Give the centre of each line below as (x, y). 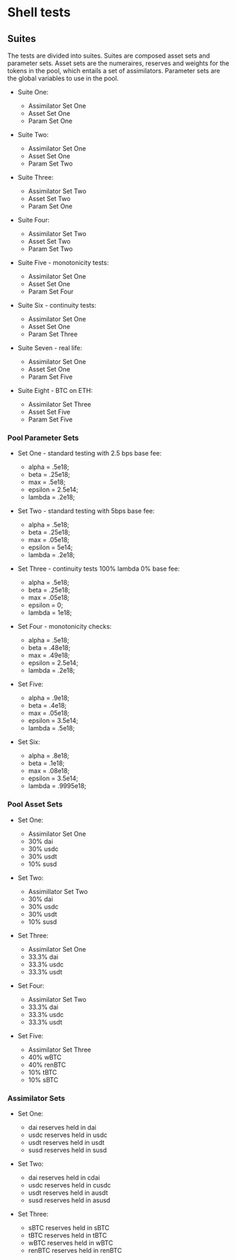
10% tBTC (43, 1072)
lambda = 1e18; (50, 613)
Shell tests (39, 12)
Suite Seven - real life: (50, 348)
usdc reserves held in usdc (68, 1135)
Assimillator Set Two (58, 891)
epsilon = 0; (46, 605)
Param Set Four (51, 291)
